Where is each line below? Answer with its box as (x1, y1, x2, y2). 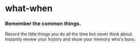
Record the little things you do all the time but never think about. (5, 31, 134, 37)
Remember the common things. (5, 20, 81, 27)
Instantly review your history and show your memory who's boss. (5, 36, 136, 42)
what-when (5, 3, 52, 14)
